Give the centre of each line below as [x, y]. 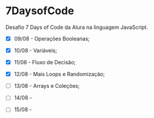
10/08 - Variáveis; [35, 50]
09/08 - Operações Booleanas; [52, 38]
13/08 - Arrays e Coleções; [47, 86]
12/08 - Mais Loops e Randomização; [59, 74]
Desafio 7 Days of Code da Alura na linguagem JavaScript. [77, 27]
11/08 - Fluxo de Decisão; [45, 63]
